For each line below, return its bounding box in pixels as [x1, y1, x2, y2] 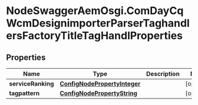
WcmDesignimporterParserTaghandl [6, 16, 190, 30]
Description [146, 70, 180, 77]
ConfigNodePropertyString [60, 89, 137, 97]
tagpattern [9, 89, 40, 97]
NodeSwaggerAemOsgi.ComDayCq [6, 4, 184, 18]
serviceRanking [9, 80, 54, 87]
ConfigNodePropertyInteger [60, 80, 141, 87]
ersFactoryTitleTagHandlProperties [6, 29, 183, 42]
